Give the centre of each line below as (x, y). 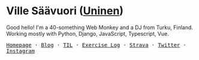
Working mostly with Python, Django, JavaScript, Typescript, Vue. (88, 33)
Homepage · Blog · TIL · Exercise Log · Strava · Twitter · (97, 45)
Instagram (20, 51)
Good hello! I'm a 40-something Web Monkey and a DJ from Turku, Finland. (100, 27)
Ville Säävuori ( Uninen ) (65, 11)
